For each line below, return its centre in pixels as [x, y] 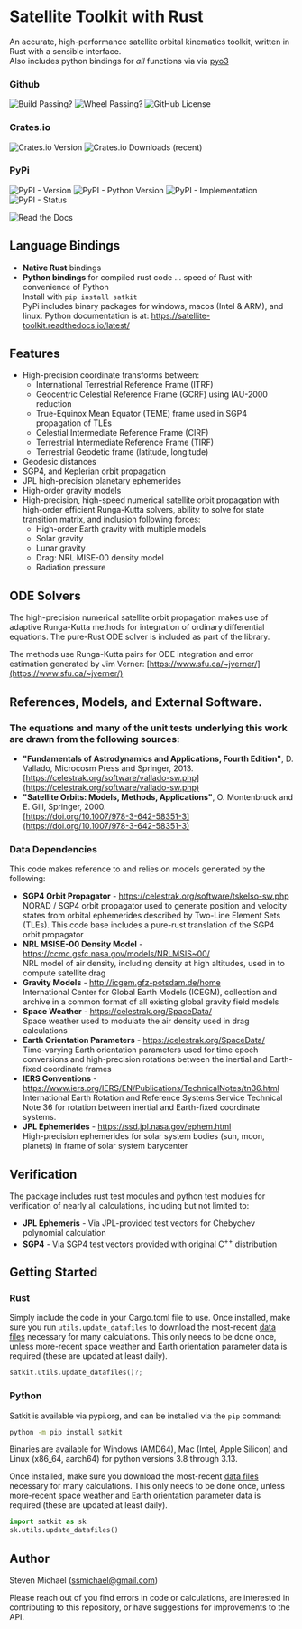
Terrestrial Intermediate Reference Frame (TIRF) [125, 443]
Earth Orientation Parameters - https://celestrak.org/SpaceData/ [144, 1040]
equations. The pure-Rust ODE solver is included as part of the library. [140, 637]
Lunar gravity [60, 548]
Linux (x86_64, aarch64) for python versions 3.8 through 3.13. [124, 1459]
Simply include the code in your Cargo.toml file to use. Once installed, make [150, 1318]
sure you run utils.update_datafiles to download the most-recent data [143, 1327]
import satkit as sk [48, 1522]
